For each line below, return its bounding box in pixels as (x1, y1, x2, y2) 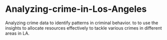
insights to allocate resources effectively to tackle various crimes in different (5, 25, 162, 31)
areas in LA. (5, 30, 30, 36)
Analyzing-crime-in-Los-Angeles (5, 3, 147, 15)
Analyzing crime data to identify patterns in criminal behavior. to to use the (5, 20, 159, 26)
